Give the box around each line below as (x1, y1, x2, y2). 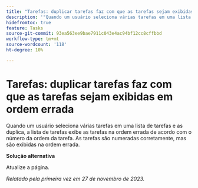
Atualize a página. (6, 163, 50, 171)
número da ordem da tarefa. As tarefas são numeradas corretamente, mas (6, 134, 187, 141)
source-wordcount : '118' (6, 42, 67, 48)
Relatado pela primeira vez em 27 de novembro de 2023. (6, 175, 145, 182)
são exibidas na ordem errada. (6, 141, 80, 148)
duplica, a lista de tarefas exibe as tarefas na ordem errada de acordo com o (6, 128, 192, 136)
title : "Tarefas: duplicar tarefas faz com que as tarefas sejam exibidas (6, 8, 194, 15)
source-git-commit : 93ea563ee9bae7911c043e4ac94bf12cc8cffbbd (6, 31, 162, 37)
